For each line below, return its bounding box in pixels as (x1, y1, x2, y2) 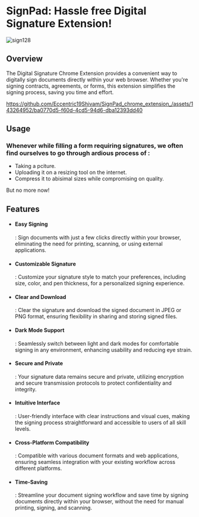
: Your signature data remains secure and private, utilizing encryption (14, 373, 184, 380)
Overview (6, 54, 43, 64)
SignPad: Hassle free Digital (6, 4, 147, 18)
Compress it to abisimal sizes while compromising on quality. (14, 175, 165, 182)
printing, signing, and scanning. (14, 504, 92, 512)
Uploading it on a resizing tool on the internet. (14, 169, 127, 176)
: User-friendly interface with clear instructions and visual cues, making (14, 413, 190, 420)
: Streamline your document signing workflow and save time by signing (14, 491, 189, 499)
